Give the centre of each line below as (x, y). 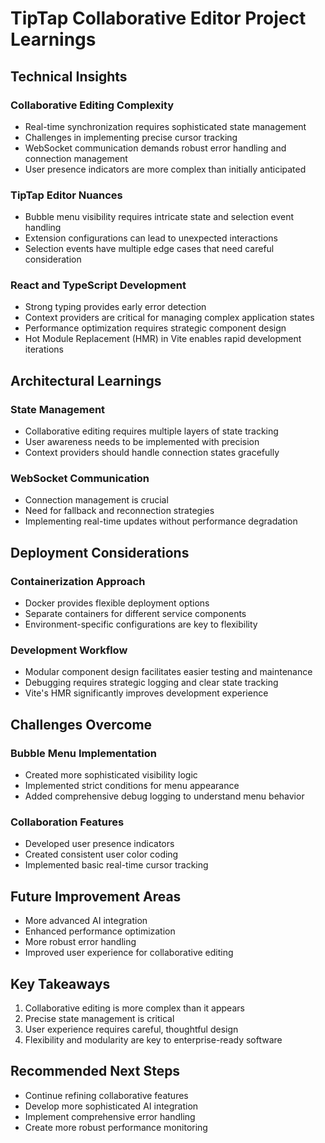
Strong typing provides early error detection (115, 307)
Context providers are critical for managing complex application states (169, 318)
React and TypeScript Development (98, 285)
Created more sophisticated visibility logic (111, 775)
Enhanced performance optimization (100, 931)
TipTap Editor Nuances (66, 195)
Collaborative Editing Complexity (92, 105)
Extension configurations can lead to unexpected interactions (151, 238)
